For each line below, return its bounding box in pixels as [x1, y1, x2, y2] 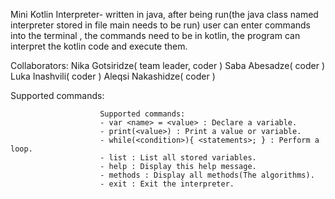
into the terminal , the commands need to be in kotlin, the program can [10, 30, 301, 41]
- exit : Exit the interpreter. [99, 179, 235, 189]
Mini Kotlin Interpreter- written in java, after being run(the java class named [10, 9, 319, 20]
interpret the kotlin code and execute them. [10, 40, 188, 52]
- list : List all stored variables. [99, 153, 257, 163]
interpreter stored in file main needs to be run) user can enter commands [10, 19, 311, 31]
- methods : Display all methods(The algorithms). [99, 170, 315, 180]
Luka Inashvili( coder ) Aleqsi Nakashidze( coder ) [10, 70, 216, 82]
